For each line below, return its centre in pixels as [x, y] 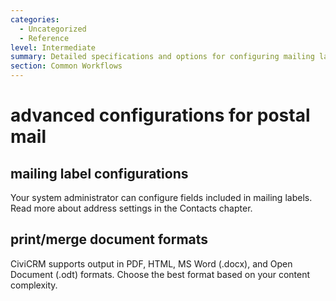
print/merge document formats [109, 239]
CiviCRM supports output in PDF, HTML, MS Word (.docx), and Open [151, 263]
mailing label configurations [99, 173]
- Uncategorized [53, 29]
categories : [35, 19]
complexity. [34, 285]
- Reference [44, 38]
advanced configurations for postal [160, 115]
